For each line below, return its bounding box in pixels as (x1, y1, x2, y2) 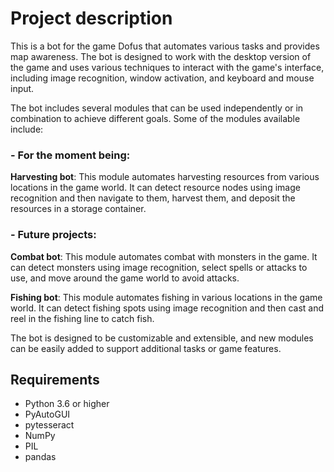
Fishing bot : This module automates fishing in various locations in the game (10, 291, 323, 303)
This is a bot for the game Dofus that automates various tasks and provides (10, 40, 320, 52)
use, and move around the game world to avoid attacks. (10, 272, 240, 284)
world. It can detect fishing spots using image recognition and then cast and (10, 302, 325, 314)
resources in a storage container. (10, 203, 147, 215)
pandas (24, 451, 57, 463)
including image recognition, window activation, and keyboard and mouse (10, 72, 315, 84)
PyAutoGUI (24, 408, 71, 421)
